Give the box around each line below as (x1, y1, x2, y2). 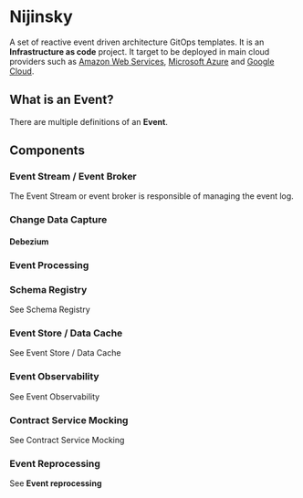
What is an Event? (9, 92, 114, 108)
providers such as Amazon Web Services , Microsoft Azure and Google (9, 56, 275, 67)
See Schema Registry (9, 304, 90, 316)
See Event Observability (9, 390, 100, 402)
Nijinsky (9, 6, 73, 27)
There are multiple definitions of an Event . (9, 116, 169, 127)
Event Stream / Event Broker (9, 171, 137, 183)
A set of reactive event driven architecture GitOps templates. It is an (9, 36, 265, 47)
